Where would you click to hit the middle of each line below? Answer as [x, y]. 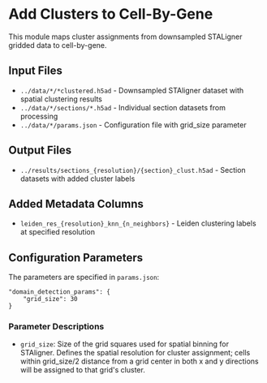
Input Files [35, 71]
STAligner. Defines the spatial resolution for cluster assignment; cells [135, 353]
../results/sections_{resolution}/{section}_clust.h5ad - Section [133, 170]
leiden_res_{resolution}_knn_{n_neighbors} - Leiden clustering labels [138, 223]
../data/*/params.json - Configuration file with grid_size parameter [133, 125]
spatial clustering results [61, 99]
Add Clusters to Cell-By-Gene [111, 14]
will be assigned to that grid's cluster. [83, 370]
